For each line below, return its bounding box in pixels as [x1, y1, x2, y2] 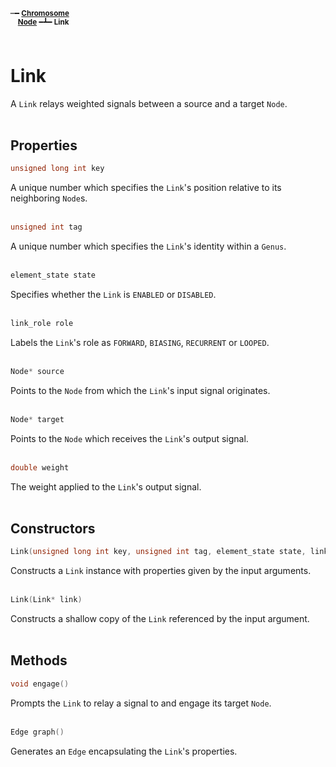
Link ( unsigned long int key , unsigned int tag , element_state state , [10, 547, 307, 557]
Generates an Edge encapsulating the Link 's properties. [10, 745, 238, 757]
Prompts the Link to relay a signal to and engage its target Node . [10, 697, 272, 709]
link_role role [10, 319, 74, 329]
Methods [10, 652, 68, 669]
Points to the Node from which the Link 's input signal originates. [10, 384, 271, 396]
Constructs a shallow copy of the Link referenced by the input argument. [10, 613, 310, 625]
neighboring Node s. [10, 192, 88, 204]
